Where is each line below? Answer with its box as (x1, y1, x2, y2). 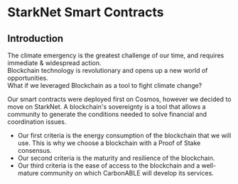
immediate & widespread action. (7, 59, 102, 67)
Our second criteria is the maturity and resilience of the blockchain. (17, 154, 215, 162)
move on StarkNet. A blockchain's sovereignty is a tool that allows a (7, 103, 206, 110)
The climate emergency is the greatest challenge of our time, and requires (7, 51, 225, 59)
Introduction (7, 33, 64, 45)
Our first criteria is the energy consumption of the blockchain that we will (17, 132, 232, 139)
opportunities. (7, 74, 48, 82)
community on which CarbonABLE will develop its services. (40, 169, 215, 177)
